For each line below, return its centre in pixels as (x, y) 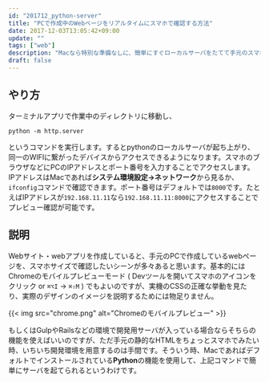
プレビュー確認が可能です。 (54, 207)
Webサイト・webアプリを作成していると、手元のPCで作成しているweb (125, 256)
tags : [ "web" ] (32, 46)
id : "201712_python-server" (55, 16)
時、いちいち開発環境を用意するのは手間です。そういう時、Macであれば (127, 350)
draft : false (30, 61)
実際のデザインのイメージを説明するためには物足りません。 (120, 296)
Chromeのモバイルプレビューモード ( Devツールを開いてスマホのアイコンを (132, 276)
